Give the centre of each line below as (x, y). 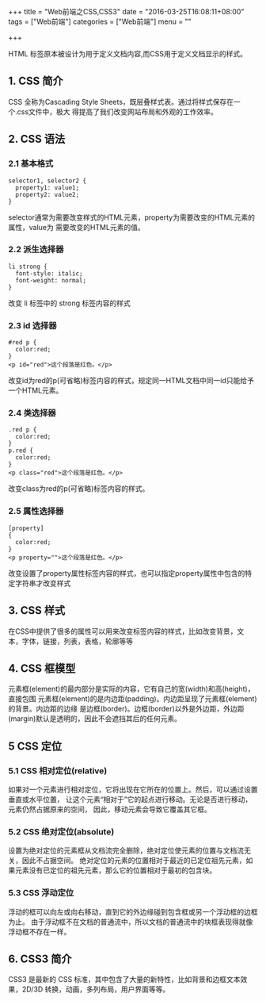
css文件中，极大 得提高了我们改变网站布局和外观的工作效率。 (117, 111)
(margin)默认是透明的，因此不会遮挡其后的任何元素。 (95, 719)
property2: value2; (47, 194)
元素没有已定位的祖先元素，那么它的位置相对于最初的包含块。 (115, 870)
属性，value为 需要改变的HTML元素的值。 (76, 227)
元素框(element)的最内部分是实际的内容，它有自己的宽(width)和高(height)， (131, 689)
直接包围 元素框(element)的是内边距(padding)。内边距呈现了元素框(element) (133, 699)
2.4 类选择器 (32, 413)
